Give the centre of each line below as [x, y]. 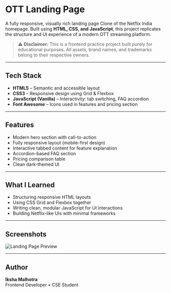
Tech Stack [23, 76]
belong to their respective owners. [54, 55]
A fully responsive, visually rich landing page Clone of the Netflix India [79, 23]
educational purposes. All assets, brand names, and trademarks [85, 49]
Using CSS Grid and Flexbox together [52, 202]
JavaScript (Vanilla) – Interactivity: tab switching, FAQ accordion [81, 99]
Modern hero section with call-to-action [54, 137]
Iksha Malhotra [22, 279]
